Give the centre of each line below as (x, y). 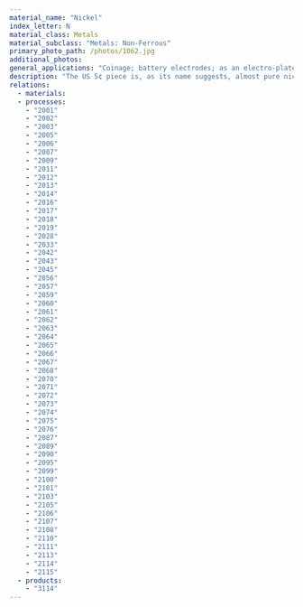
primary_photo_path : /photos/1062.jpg (82, 51)
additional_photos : (46, 60)
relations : (30, 85)
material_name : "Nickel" (56, 18)
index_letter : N (40, 26)
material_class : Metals (54, 34)
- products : (40, 580)
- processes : (42, 102)
